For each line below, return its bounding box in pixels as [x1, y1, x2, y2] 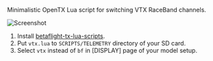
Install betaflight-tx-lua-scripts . [16, 32, 105, 40]
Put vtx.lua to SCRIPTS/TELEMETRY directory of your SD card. [16, 39, 186, 47]
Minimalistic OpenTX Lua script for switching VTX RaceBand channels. [7, 6, 207, 14]
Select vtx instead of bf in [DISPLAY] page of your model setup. [16, 47, 197, 54]
